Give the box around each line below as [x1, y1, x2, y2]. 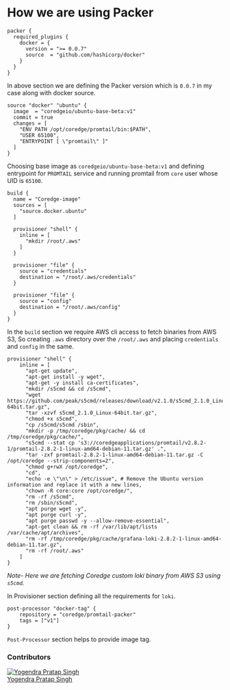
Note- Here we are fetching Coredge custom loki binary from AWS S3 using [7, 571, 221, 580]
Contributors [7, 652, 51, 662]
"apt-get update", [25, 367, 78, 374]
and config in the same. [7, 342, 74, 350]
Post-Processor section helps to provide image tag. [7, 635, 151, 643]
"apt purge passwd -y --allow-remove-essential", [25, 517, 170, 524]
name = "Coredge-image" [13, 195, 81, 203]
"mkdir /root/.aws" [25, 238, 81, 245]
